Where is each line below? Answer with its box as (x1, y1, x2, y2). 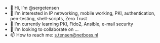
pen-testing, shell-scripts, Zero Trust (10, 16, 87, 21)
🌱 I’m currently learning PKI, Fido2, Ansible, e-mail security (10, 21, 133, 27)
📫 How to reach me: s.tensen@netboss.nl (10, 32, 99, 38)
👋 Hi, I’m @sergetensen (10, 5, 59, 11)
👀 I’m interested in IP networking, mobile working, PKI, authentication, (10, 10, 155, 16)
